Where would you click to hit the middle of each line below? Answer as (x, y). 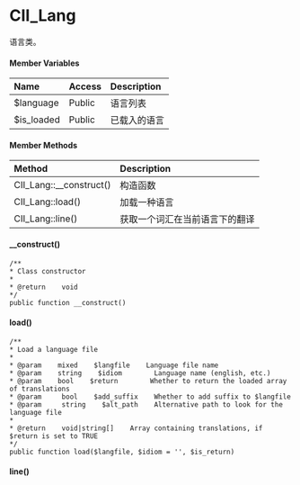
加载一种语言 (147, 202)
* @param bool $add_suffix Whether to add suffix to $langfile (150, 397)
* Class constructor (48, 271)
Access (85, 86)
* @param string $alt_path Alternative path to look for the (146, 404)
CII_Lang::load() (47, 202)
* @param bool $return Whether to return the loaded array (148, 381)
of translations (40, 389)
